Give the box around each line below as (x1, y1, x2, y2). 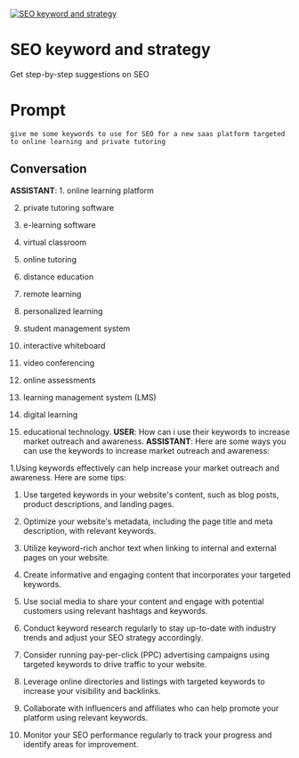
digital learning (22, 409, 78, 420)
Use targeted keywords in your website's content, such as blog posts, (22, 489, 279, 500)
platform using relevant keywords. (22, 712, 149, 722)
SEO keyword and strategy (10, 40, 212, 60)
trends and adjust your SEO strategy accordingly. (22, 632, 204, 642)
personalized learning (22, 305, 103, 316)
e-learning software (22, 219, 96, 230)
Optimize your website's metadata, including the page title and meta (22, 516, 274, 527)
